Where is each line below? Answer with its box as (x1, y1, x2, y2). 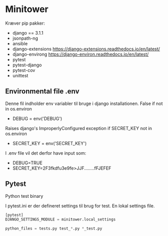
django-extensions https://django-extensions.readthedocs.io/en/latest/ (12, 46, 160, 52)
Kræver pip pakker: (5, 20, 45, 26)
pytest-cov (12, 67, 35, 73)
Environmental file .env (5, 87, 79, 96)
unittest (12, 72, 29, 78)
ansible (12, 40, 28, 46)
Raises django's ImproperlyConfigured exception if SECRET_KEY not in (5, 125, 152, 131)
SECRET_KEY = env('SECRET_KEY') (12, 140, 87, 146)
